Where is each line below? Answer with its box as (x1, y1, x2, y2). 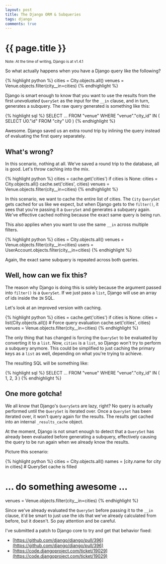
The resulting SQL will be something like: (5, 360, 89, 366)
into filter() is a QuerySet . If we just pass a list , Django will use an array (5, 290, 157, 296)
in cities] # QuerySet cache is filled (5, 463, 77, 469)
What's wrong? (5, 148, 54, 156)
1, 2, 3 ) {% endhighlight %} (5, 375, 62, 381)
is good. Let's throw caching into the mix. (5, 166, 90, 172)
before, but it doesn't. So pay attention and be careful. (5, 518, 116, 524)
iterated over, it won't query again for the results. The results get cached (5, 413, 154, 419)
